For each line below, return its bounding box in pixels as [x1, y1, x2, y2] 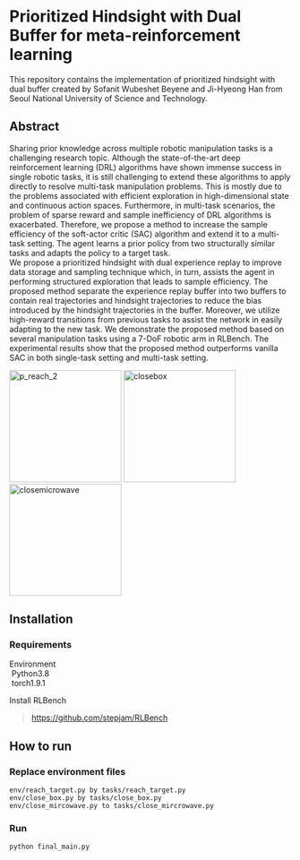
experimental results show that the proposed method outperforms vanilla [9, 342, 279, 353]
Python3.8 [11, 668, 50, 679]
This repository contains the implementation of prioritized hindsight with [9, 73, 276, 84]
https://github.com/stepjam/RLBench [30, 712, 168, 723]
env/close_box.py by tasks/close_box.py [9, 794, 163, 803]
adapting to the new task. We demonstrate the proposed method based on [9, 323, 285, 334]
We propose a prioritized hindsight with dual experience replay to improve [9, 257, 282, 268]
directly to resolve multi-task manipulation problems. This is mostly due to [9, 181, 282, 192]
